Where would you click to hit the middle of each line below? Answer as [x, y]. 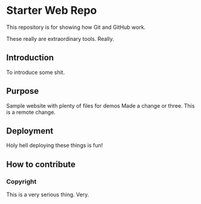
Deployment [30, 131]
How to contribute [41, 164]
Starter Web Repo [52, 11]
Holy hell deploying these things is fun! [55, 146]
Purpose [23, 91]
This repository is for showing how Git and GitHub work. [76, 27]
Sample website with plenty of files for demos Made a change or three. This [101, 105]
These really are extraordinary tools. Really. [60, 39]
